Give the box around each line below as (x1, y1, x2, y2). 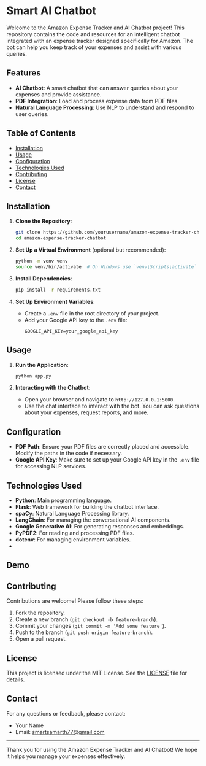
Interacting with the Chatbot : (15, 384, 91, 392)
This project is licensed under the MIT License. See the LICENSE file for (6, 670, 188, 677)
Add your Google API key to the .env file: (24, 316, 128, 323)
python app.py (15, 373, 51, 379)
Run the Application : (15, 361, 69, 368)
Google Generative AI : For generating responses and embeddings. (15, 523, 185, 530)
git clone (15, 230, 41, 236)
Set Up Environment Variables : (15, 298, 95, 305)
